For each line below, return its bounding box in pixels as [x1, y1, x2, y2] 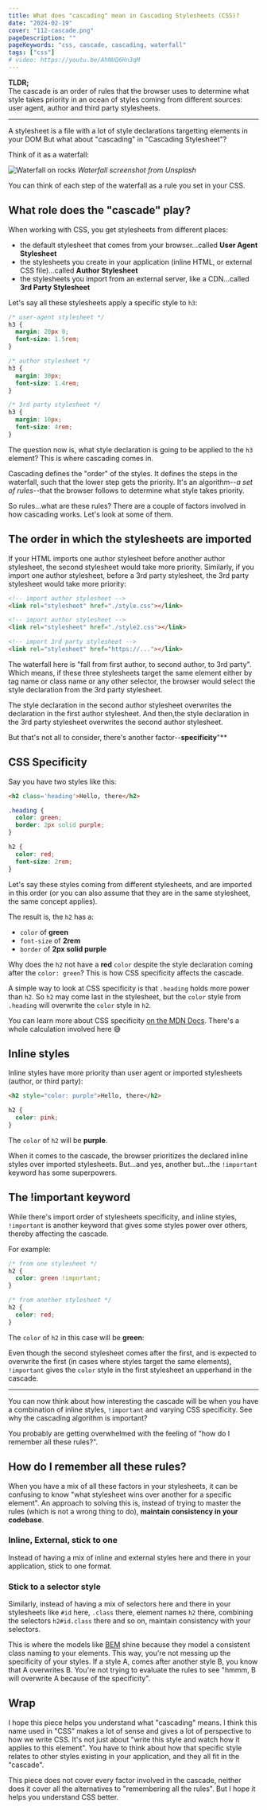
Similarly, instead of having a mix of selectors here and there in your [8, 1599, 231, 1609]
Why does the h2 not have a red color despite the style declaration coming [8, 959, 253, 969]
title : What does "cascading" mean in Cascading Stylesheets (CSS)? [8, 11, 240, 20]
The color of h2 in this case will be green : [8, 1332, 145, 1342]
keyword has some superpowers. [8, 1168, 118, 1177]
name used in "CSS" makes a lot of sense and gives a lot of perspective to [8, 1726, 252, 1735]
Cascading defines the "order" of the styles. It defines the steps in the [8, 468, 238, 478]
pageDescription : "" [8, 33, 77, 42]
